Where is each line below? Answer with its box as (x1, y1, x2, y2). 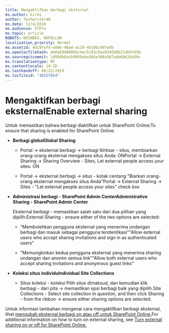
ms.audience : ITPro (5, 26, 46, 31)
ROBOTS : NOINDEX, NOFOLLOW (5, 36, 62, 41)
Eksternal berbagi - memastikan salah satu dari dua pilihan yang (12, 208, 146, 214)
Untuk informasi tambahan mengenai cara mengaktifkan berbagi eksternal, (5, 306, 161, 312)
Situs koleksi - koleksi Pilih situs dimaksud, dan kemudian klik (20, 280, 148, 286)
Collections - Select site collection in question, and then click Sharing (20, 291, 164, 297)
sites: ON (20, 163, 39, 169)
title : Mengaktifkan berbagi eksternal (5, 7, 89, 13)
